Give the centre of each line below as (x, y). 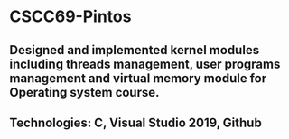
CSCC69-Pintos (70, 17)
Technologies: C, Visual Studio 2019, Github (135, 122)
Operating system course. (84, 92)
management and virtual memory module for (138, 78)
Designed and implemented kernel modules (135, 50)
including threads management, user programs (145, 64)
